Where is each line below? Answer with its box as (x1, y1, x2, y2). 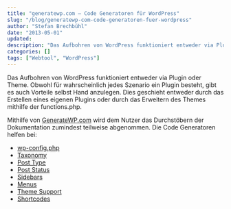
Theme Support (16, 187, 62, 195)
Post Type (16, 158, 46, 167)
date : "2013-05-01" (7, 29, 63, 36)
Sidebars (16, 173, 43, 181)
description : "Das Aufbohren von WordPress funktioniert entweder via (7, 42, 214, 49)
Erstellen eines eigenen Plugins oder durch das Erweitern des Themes (7, 95, 206, 103)
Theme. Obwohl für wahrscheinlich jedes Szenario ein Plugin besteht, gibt (7, 80, 217, 89)
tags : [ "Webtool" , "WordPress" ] (7, 55, 100, 62)
